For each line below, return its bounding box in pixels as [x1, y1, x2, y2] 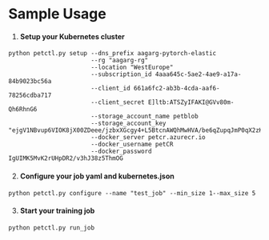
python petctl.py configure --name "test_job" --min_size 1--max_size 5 [8, 189, 256, 197]
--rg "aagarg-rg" [90, 57, 149, 65]
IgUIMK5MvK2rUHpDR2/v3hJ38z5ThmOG [8, 154, 124, 162]
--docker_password [90, 147, 152, 156]
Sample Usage [8, 5, 106, 23]
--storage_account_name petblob [90, 113, 199, 121]
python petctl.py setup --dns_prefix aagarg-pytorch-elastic [8, 50, 217, 58]
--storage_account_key [90, 119, 167, 128]
